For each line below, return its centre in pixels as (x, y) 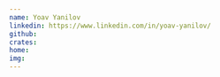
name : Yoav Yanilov (45, 17)
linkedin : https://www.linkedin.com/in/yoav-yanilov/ (110, 26)
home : (19, 50)
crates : (23, 42)
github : (23, 34)
